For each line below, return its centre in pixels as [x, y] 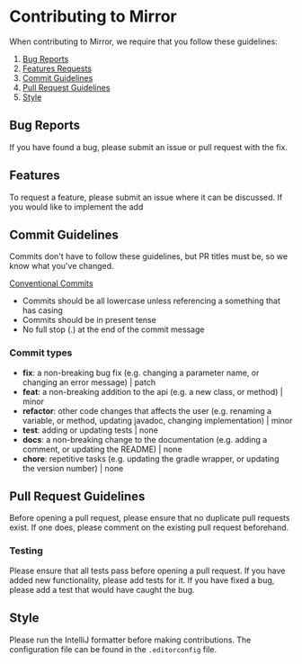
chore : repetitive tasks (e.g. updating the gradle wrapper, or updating [151, 458]
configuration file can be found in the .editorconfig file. [113, 649]
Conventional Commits [51, 283]
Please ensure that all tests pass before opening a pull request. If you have [147, 570]
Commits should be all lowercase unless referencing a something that [151, 301]
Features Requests [57, 68]
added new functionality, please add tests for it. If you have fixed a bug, [142, 580]
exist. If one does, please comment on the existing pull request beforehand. [149, 527]
